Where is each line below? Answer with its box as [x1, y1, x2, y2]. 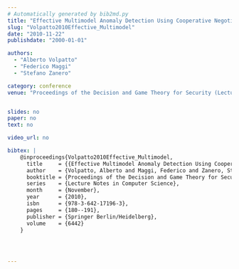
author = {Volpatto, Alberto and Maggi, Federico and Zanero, [26, 167, 224, 174]
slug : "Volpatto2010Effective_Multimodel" [7, 23, 135, 31]
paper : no [7, 115, 37, 122]
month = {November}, [26, 186, 100, 194]
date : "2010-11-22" [7, 30, 65, 38]
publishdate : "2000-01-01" [7, 37, 87, 44]
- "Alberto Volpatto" [14, 56, 78, 64]
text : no [7, 122, 33, 129]
